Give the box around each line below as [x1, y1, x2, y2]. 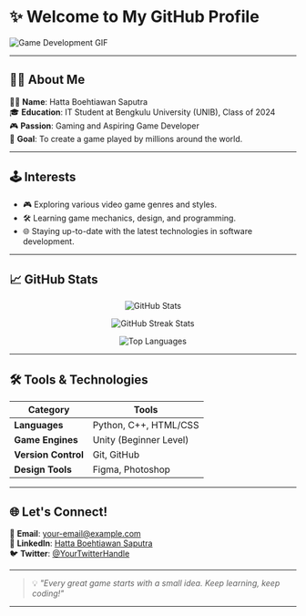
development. [22, 235, 75, 247]
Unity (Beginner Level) [92, 434, 189, 447]
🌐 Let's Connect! [9, 504, 107, 519]
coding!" [31, 588, 65, 599]
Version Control [14, 448, 85, 461]
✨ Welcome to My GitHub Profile [9, 6, 260, 27]
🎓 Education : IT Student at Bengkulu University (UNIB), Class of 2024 [9, 107, 276, 118]
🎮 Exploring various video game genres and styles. [22, 199, 217, 210]
